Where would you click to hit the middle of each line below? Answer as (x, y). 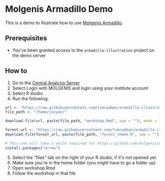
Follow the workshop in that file (44, 173)
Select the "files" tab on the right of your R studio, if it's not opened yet (84, 157)
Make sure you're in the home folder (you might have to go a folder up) (84, 163)
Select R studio (27, 93)
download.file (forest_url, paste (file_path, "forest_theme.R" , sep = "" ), (83, 135)
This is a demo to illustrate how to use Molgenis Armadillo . (64, 23)
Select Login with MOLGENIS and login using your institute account (80, 88)
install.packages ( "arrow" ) (33, 148)
